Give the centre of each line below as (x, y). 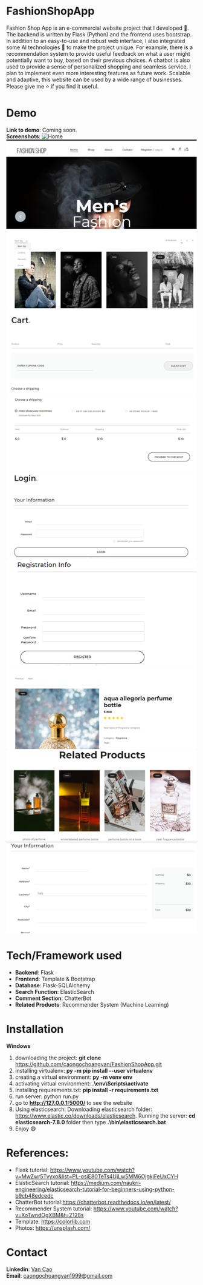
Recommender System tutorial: (53, 1209)
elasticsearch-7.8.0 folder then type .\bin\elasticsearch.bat (90, 1122)
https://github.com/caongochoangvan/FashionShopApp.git (88, 1064)
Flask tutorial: (32, 1170)
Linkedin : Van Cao (29, 1269)
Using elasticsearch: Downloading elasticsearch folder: (84, 1109)
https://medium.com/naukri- (106, 1183)
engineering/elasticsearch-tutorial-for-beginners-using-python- (95, 1189)
